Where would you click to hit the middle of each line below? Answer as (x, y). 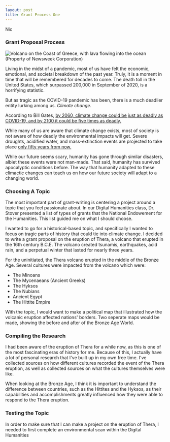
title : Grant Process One (32, 15)
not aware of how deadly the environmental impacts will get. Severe (76, 136)
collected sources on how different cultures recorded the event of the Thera (85, 363)
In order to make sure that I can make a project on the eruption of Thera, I (82, 424)
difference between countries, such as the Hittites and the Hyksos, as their (83, 389)
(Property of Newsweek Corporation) (44, 58)
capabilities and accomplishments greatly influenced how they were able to (84, 395)
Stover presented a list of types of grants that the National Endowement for (84, 213)
